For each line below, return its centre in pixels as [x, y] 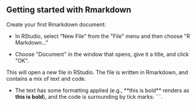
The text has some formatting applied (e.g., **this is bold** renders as [102, 90]
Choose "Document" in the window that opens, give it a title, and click [102, 54]
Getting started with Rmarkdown [69, 10]
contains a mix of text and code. [46, 78]
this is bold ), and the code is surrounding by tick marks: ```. [89, 96]
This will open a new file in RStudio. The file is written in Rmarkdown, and [97, 72]
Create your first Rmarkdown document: [56, 24]
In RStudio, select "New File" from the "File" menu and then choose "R [103, 36]
